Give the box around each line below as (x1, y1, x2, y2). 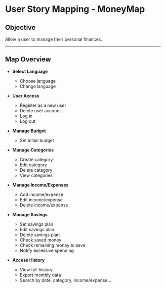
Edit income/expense (19, 196, 63, 202)
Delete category (19, 167, 53, 173)
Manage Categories (12, 147, 54, 153)
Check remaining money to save (19, 242, 85, 248)
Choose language (19, 78, 56, 84)
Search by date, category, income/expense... (19, 277, 112, 283)
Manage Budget (12, 128, 46, 134)
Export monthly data (19, 272, 61, 278)
